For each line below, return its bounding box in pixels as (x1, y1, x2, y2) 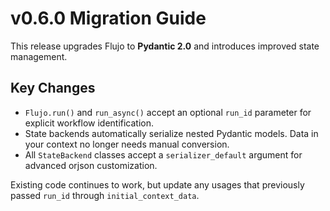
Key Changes (10, 80, 96, 97)
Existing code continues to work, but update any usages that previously (10, 178, 305, 191)
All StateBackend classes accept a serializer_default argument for (24, 148, 303, 161)
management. (10, 50, 68, 62)
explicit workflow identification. (24, 117, 155, 129)
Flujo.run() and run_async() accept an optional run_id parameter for (24, 106, 312, 118)
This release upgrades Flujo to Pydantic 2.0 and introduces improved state (10, 40, 320, 52)
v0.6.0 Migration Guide (10, 7, 207, 30)
